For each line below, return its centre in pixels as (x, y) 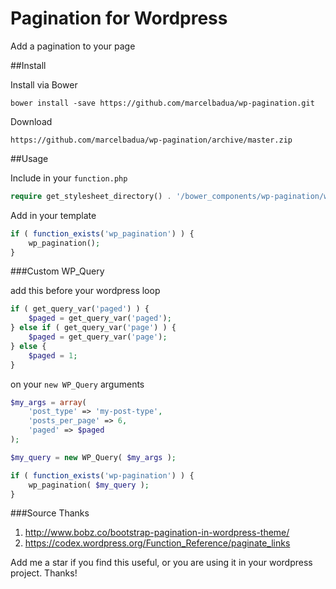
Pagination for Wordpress (119, 18)
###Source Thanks (50, 513)
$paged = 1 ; (53, 355)
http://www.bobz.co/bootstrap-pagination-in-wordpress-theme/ (157, 533)
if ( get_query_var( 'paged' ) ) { (80, 309)
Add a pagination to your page (73, 46)
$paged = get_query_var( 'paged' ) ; (100, 318)
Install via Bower (44, 84)
